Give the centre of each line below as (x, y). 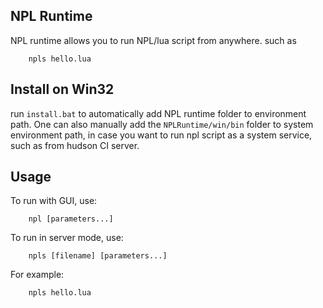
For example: (37, 275)
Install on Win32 (62, 89)
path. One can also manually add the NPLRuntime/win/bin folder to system (162, 124)
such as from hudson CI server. (75, 145)
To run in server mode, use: (67, 238)
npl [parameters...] (71, 219)
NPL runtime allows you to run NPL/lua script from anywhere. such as (153, 40)
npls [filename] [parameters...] (98, 256)
